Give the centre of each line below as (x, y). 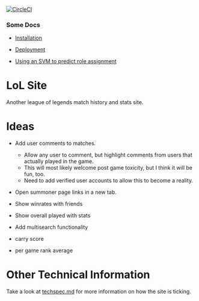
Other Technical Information (78, 275)
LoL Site (27, 86)
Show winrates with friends (49, 204)
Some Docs (23, 25)
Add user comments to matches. (55, 143)
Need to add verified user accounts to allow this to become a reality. (109, 181)
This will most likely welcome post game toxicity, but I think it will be (108, 168)
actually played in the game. (59, 161)
